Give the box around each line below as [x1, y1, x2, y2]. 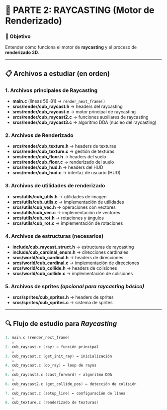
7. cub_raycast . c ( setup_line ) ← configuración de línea [5, 391, 126, 396]
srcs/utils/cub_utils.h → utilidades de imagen [12, 193, 107, 199]
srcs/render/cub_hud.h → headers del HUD [12, 164, 103, 170]
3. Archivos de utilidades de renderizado [5, 182, 105, 189]
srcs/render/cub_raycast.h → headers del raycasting [12, 103, 123, 109]
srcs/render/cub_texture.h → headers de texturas [12, 143, 116, 149]
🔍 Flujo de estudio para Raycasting [5, 319, 117, 328]
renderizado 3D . [5, 49, 40, 55]
